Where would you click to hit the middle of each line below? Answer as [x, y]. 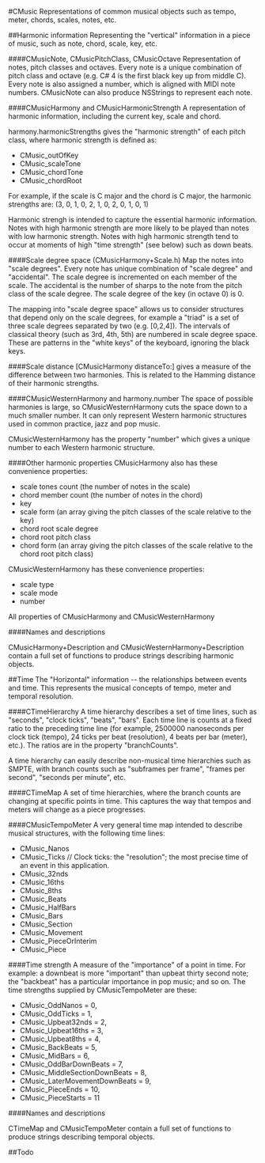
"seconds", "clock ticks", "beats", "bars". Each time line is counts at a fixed [130, 720]
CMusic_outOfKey [49, 155]
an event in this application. [64, 865]
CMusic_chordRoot [51, 180]
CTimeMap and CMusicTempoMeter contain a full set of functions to [120, 1128]
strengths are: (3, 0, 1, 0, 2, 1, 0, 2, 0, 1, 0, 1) [78, 204]
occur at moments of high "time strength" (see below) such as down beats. [131, 245]
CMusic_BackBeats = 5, [58, 1047]
